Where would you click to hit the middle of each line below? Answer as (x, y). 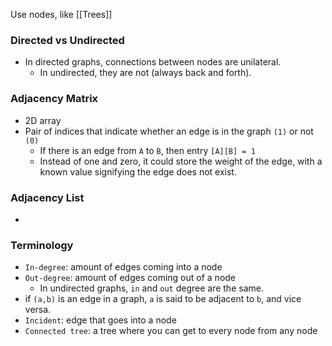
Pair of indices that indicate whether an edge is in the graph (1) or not (169, 131)
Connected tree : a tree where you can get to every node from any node (171, 331)
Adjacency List (47, 197)
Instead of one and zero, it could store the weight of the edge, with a (181, 161)
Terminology (42, 245)
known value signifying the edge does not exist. (138, 171)
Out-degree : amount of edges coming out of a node (130, 278)
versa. (38, 310)
